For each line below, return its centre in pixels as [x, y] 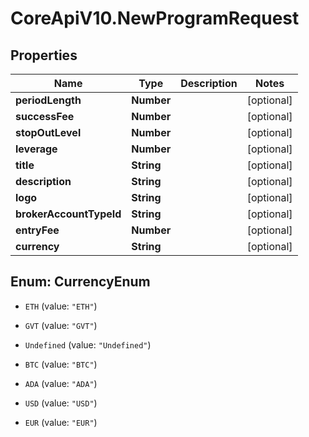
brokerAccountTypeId [68, 214]
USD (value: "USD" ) [61, 403]
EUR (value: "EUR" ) [61, 422]
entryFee [37, 230]
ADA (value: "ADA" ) [61, 383]
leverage [36, 149]
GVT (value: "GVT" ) [61, 325]
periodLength [48, 100]
